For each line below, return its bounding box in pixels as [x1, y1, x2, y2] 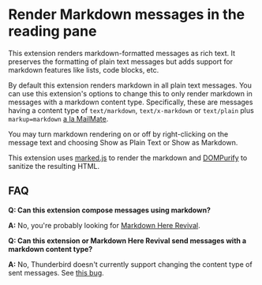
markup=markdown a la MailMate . [8, 114, 109, 123]
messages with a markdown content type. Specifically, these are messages [8, 97, 253, 107]
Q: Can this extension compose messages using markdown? [8, 205, 211, 215]
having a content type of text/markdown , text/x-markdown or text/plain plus [8, 105, 254, 115]
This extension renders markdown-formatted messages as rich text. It [8, 48, 235, 58]
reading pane [8, 22, 97, 40]
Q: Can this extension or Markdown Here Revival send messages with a [8, 235, 247, 246]
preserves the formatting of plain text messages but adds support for [8, 57, 234, 66]
